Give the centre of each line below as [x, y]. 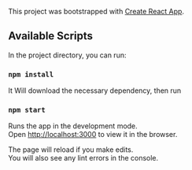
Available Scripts [50, 36]
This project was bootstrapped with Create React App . [96, 11]
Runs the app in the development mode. [73, 126]
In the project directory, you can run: [67, 55]
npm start [27, 110]
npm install [31, 74]
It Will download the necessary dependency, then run [95, 91]
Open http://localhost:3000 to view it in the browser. [93, 135]
